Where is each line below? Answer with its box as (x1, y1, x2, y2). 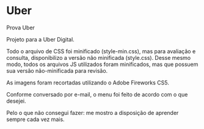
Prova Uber (6, 24, 35, 31)
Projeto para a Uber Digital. (6, 35, 75, 43)
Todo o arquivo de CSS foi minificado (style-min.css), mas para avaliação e (6, 47, 196, 55)
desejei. (6, 97, 26, 105)
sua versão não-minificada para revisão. (6, 67, 108, 74)
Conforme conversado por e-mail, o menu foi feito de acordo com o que (6, 90, 188, 98)
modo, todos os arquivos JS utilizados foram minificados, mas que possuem (6, 61, 199, 68)
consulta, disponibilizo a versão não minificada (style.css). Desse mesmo (6, 54, 191, 61)
